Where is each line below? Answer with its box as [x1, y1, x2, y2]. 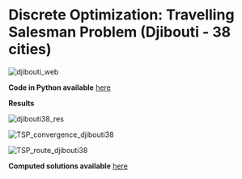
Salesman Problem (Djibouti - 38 [8, 23, 231, 41]
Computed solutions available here [8, 160, 128, 171]
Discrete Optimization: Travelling [8, 6, 235, 24]
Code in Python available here [8, 83, 112, 92]
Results [8, 98, 35, 108]
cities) [8, 40, 52, 58]
